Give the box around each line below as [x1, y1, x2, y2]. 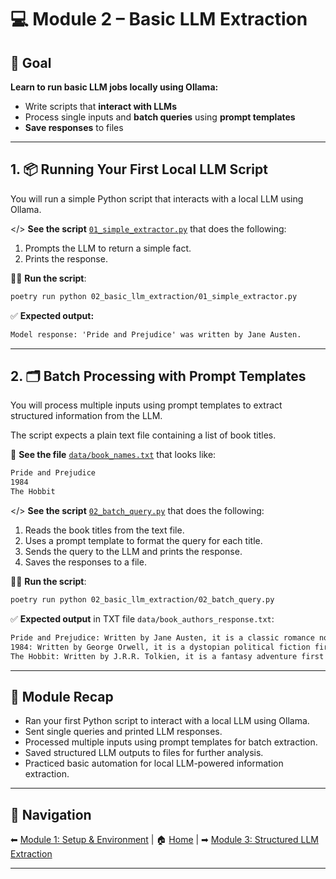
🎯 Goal [10, 54, 52, 71]
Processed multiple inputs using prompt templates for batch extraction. [24, 736, 318, 748]
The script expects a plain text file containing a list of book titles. [10, 429, 277, 441]
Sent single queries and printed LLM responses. [24, 726, 223, 738]
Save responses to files [24, 122, 124, 133]
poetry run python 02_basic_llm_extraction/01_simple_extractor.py [10, 291, 298, 301]
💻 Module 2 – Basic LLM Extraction [10, 8, 308, 31]
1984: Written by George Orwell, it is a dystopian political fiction [10, 642, 311, 652]
